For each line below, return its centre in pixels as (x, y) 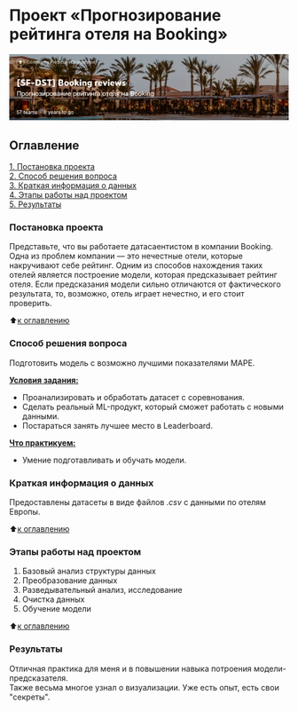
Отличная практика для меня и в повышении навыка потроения (131, 668)
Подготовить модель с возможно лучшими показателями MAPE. (132, 363)
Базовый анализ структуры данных (89, 571)
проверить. (31, 304)
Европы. (25, 512)
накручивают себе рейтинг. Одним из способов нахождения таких (136, 265)
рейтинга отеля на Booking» (119, 34)
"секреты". (30, 697)
